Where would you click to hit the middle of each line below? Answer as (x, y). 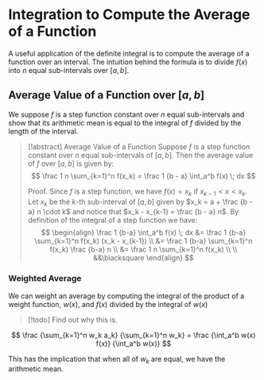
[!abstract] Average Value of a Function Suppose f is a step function (139, 146)
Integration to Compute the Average (129, 15)
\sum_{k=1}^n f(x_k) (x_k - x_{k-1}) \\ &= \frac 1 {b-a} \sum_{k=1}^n (144, 241)
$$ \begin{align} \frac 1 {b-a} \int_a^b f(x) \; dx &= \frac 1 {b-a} (144, 232)
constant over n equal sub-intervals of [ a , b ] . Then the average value (140, 155)
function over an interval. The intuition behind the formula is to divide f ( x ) (128, 62)
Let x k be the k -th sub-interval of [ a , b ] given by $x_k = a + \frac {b (138, 202)
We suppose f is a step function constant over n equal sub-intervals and (126, 114)
